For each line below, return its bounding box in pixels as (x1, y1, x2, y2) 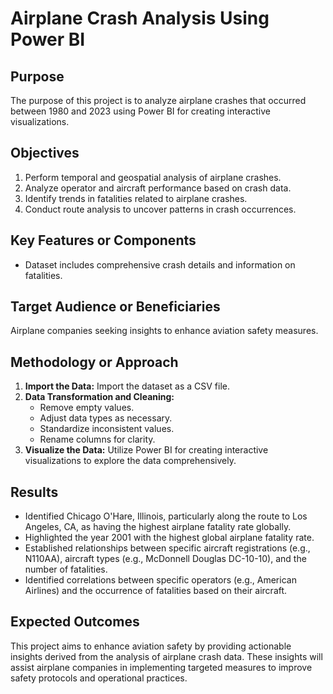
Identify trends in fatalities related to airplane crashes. (24, 192, 248, 204)
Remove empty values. (39, 402, 135, 414)
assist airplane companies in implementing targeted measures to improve (10, 661, 313, 673)
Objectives (10, 145, 80, 162)
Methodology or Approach (10, 353, 179, 371)
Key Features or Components (10, 232, 197, 249)
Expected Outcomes (10, 613, 140, 631)
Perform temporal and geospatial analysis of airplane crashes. (24, 171, 282, 183)
